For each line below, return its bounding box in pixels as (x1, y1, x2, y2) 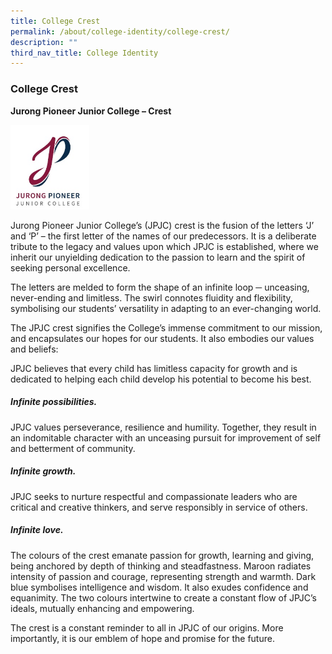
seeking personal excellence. (10, 261, 131, 274)
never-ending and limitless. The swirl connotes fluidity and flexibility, (10, 291, 293, 304)
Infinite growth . (10, 465, 77, 477)
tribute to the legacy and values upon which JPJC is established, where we (10, 240, 319, 252)
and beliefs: (10, 343, 59, 355)
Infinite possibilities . (10, 396, 98, 408)
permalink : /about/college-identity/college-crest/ (10, 26, 230, 37)
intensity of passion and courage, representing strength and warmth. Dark (10, 570, 317, 582)
